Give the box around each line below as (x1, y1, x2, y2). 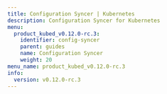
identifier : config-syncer (20, 37, 100, 44)
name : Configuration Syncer (20, 50, 103, 57)
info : (7, 69, 23, 76)
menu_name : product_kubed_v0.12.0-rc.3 (7, 63, 126, 70)
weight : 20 (20, 57, 53, 64)
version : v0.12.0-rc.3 (14, 76, 81, 83)
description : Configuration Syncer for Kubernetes (7, 17, 161, 24)
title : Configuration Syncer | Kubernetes (7, 10, 135, 18)
